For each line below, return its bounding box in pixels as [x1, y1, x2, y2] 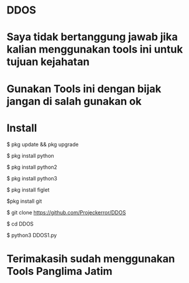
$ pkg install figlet [6, 186, 50, 193]
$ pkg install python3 [6, 175, 58, 182]
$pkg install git [6, 197, 43, 204]
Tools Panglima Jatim [6, 264, 113, 278]
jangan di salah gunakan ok [6, 94, 142, 108]
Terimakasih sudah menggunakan [6, 252, 176, 265]
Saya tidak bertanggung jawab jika [6, 30, 178, 44]
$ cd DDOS [6, 220, 34, 227]
